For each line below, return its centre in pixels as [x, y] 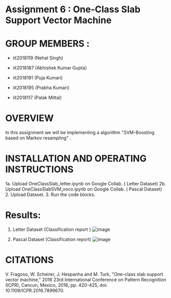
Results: [23, 215]
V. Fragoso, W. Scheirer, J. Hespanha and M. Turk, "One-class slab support [84, 274]
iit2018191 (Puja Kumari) [38, 78]
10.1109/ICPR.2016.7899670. [35, 290]
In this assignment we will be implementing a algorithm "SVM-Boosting [80, 133]
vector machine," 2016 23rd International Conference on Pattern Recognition [86, 280]
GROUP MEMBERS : [47, 44]
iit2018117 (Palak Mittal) [37, 98]
